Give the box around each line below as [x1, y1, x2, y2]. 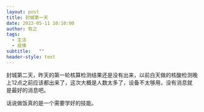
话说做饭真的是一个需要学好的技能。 [6, 99, 97, 107]
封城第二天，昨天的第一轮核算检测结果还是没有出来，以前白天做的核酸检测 [6, 71, 192, 79]
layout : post [6, 8, 39, 15]
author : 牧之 [6, 25, 38, 32]
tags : [6, 31, 20, 38]
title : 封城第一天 [6, 15, 49, 21]
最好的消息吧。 [11, 86, 49, 94]
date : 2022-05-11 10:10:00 [6, 20, 75, 26]
